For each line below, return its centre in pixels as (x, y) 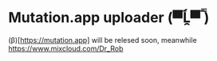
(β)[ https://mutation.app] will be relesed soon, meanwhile (103, 40)
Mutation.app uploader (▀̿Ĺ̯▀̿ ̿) (109, 18)
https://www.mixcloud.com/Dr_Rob (66, 48)
